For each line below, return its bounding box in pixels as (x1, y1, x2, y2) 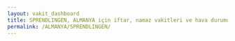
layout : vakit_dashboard (7, 10, 80, 17)
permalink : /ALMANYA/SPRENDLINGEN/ (7, 23, 111, 30)
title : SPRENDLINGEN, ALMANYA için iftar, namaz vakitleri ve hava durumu (7, 17, 230, 24)
